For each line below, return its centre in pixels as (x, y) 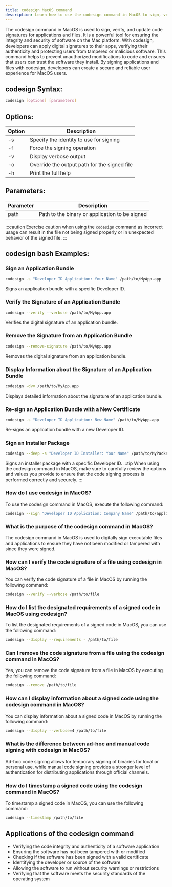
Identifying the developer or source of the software (67, 862)
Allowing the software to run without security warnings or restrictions (86, 868)
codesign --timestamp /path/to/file (44, 818)
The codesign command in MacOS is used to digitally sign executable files (84, 537)
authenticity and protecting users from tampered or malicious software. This (86, 51)
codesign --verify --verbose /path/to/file (52, 594)
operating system (31, 879)
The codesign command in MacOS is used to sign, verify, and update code (84, 29)
